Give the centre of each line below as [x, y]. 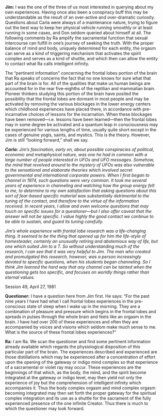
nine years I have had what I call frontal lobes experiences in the [69, 301]
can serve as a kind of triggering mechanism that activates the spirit [73, 53]
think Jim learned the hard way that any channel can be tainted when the [79, 267]
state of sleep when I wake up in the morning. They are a [83, 306]
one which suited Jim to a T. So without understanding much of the [72, 246]
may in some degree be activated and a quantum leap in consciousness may [81, 125]
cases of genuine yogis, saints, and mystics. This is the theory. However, [78, 135]
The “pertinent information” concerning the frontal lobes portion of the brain [81, 73]
